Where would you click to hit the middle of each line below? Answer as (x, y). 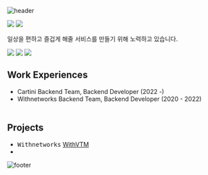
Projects (25, 128)
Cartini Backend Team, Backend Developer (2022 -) (91, 91)
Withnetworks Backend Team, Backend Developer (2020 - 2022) (109, 99)
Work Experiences (48, 75)
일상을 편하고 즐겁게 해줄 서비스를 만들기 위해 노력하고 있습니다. (93, 39)
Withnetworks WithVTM (53, 144)
